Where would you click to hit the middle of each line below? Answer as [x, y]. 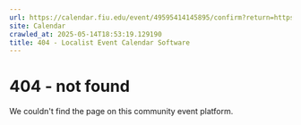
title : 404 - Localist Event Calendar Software [100, 42]
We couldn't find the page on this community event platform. [121, 112]
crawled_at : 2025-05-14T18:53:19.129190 [86, 34]
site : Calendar [38, 26]
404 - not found [69, 87]
